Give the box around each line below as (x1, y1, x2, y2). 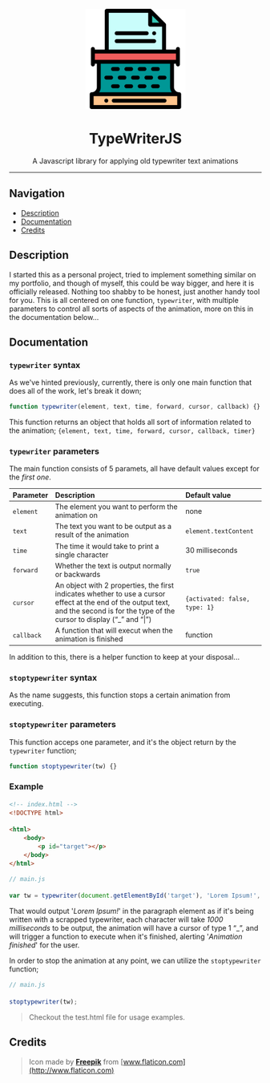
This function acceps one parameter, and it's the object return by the (9, 737, 237, 746)
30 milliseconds (184, 546, 238, 556)
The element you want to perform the (54, 502, 179, 511)
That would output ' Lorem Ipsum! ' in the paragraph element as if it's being (9, 907, 255, 916)
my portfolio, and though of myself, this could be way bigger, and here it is (9, 278, 255, 288)
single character (54, 550, 109, 560)
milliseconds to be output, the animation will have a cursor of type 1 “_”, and (9, 923, 259, 933)
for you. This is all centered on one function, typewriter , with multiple (9, 295, 239, 305)
